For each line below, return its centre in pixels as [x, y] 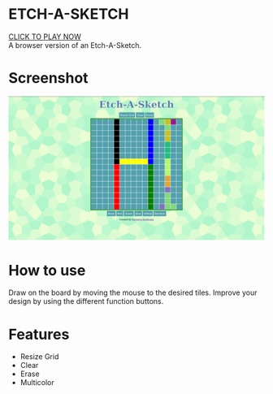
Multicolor [37, 383]
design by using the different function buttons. [86, 301]
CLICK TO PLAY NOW [45, 37]
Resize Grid [39, 357]
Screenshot [48, 78]
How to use [47, 270]
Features [39, 334]
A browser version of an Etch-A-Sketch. [75, 45]
